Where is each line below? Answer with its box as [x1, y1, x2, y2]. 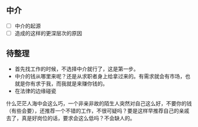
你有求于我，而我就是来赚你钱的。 [25, 80, 108, 87]
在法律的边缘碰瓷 [14, 87, 57, 94]
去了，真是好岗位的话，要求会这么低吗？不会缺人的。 [6, 114, 136, 122]
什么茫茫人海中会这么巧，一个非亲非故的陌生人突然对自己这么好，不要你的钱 [6, 99, 192, 107]
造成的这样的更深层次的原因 [14, 29, 82, 36]
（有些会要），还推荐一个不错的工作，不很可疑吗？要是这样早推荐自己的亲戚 [6, 107, 190, 114]
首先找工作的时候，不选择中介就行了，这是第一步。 [14, 65, 139, 72]
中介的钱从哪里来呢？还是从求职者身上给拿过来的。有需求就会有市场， [14, 72, 186, 79]
